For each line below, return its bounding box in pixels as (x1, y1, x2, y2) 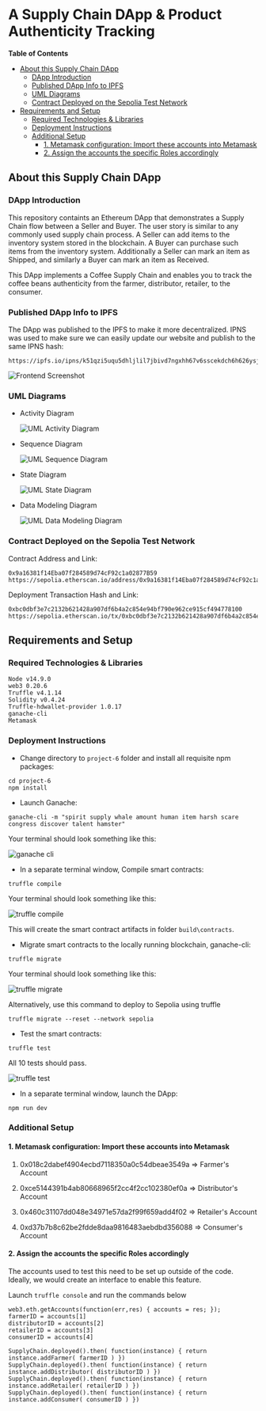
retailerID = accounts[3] (8, 1326, 93, 1334)
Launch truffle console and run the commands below (8, 1290, 187, 1299)
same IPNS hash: (8, 341, 64, 351)
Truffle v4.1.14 (8, 689, 62, 698)
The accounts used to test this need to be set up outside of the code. (8, 1266, 234, 1276)
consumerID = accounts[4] (8, 1333, 93, 1341)
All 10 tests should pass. (8, 1058, 87, 1067)
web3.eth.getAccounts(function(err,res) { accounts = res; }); (8, 1305, 222, 1314)
